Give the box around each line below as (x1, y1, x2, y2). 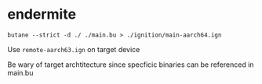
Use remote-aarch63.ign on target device (7, 44, 140, 54)
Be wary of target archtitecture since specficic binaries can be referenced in (7, 60, 254, 69)
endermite (7, 5, 76, 23)
